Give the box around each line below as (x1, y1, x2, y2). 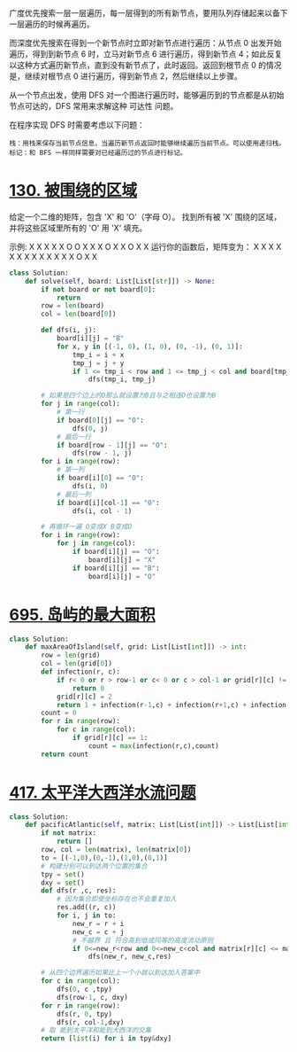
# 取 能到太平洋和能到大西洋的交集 (41, 1026, 152, 1035)
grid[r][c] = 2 (56, 692, 113, 701)
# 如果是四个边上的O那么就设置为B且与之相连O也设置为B (41, 391, 217, 401)
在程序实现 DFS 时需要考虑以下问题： (9, 120, 146, 130)
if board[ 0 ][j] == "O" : (56, 416, 144, 425)
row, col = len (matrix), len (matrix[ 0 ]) (41, 845, 192, 854)
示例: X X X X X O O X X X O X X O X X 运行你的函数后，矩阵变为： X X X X (9, 241, 282, 252)
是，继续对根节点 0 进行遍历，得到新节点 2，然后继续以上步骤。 (9, 71, 243, 82)
